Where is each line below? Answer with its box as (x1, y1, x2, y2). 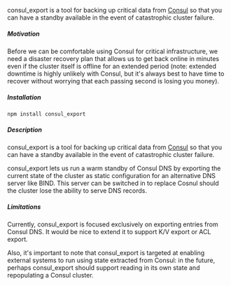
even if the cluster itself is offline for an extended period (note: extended (7, 62, 217, 70)
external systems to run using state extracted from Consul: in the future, (7, 256, 216, 264)
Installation (7, 93, 41, 101)
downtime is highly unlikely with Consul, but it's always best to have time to (7, 69, 225, 78)
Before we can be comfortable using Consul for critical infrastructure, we (7, 47, 218, 55)
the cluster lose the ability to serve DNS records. (7, 186, 148, 195)
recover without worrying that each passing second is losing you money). (7, 76, 219, 85)
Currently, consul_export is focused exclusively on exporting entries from (7, 220, 218, 229)
